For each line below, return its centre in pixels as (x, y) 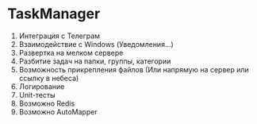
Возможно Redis (47, 103)
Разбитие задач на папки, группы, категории (95, 61)
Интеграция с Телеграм (59, 36)
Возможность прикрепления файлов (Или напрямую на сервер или (134, 69)
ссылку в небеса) (49, 78)
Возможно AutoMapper (58, 111)
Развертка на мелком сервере (71, 52)
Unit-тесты (37, 95)
